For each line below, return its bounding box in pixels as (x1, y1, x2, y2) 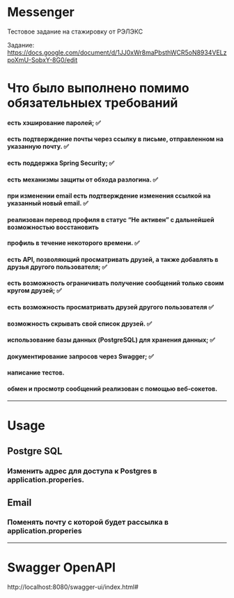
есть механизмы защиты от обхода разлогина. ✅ (7, 175, 159, 184)
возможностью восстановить (7, 223, 99, 231)
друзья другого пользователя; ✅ (7, 263, 108, 271)
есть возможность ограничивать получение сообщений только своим (7, 279, 224, 287)
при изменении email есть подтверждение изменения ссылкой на (7, 191, 211, 200)
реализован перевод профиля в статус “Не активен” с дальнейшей (7, 215, 214, 224)
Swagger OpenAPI (7, 560, 116, 576)
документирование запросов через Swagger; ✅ (7, 352, 155, 360)
